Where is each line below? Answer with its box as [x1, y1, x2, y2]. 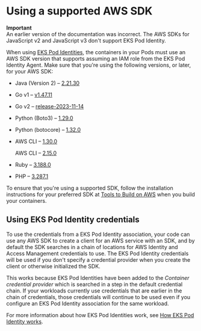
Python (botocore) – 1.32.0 [14, 126, 81, 133]
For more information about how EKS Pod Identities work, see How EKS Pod [6, 311, 194, 318]
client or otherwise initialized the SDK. [6, 262, 100, 270]
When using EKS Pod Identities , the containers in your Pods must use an [6, 48, 186, 55]
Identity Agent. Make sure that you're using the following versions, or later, [6, 61, 191, 69]
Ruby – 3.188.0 [14, 161, 51, 168]
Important [6, 24, 32, 31]
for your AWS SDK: [6, 67, 53, 75]
